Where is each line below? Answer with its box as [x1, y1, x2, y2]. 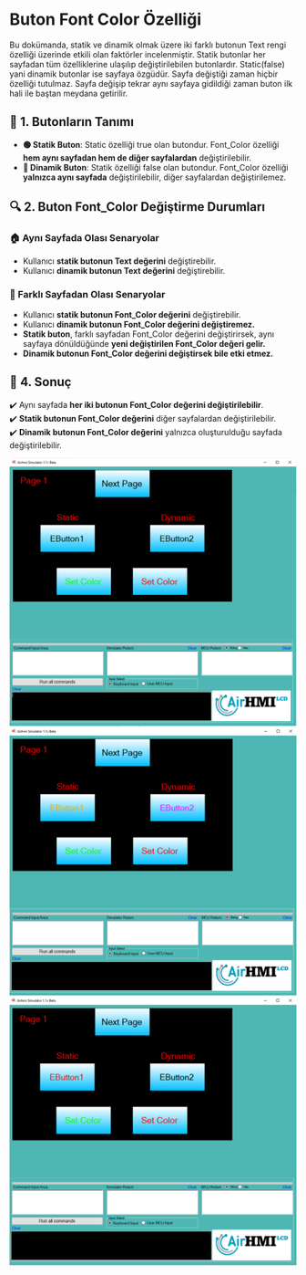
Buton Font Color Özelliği [9, 9, 202, 30]
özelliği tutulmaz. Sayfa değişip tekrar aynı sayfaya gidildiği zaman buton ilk [9, 78, 293, 89]
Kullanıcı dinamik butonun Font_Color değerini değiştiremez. [22, 319, 255, 329]
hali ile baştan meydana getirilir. [9, 88, 128, 99]
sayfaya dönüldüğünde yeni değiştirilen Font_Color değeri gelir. [22, 338, 266, 349]
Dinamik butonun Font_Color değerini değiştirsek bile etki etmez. [22, 348, 274, 359]
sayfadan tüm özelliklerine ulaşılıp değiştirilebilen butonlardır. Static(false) [9, 58, 285, 69]
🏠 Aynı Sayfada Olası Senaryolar [9, 232, 159, 245]
